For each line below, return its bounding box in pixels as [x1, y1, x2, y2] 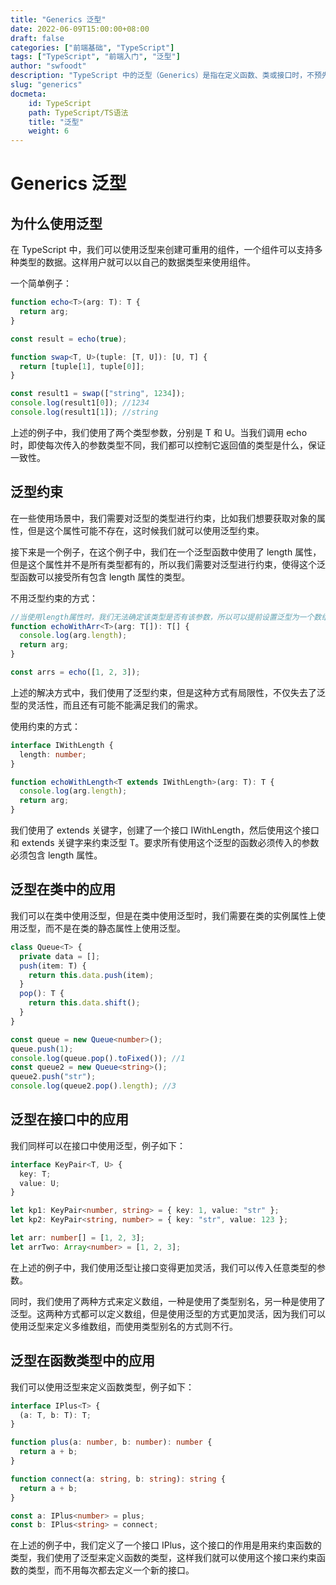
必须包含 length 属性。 [10, 849, 103, 861]
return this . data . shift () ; [28, 998, 141, 1008]
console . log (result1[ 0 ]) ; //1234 [10, 398, 150, 408]
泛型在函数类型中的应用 [10, 1352, 155, 1370]
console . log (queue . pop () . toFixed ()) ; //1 [10, 1053, 186, 1063]
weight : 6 [28, 126, 70, 136]
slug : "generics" [10, 80, 83, 90]
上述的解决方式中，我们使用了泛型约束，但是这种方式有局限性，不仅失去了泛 [10, 686, 326, 698]
